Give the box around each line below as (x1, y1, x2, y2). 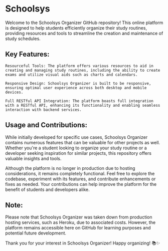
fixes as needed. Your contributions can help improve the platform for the (5, 181, 157, 187)
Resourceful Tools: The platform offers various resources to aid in (5, 63, 154, 68)
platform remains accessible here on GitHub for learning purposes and (5, 225, 151, 231)
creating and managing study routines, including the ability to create (5, 68, 160, 73)
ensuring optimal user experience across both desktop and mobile (5, 85, 147, 90)
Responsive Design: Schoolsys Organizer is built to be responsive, (5, 81, 151, 86)
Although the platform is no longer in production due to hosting (5, 165, 135, 171)
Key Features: (5, 50, 50, 59)
